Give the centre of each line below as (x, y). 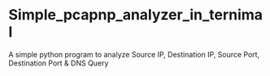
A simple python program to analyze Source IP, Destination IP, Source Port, (134, 54)
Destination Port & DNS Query (59, 63)
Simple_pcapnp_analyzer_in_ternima (135, 15)
